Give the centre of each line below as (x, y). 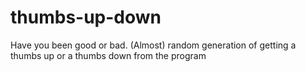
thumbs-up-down (86, 17)
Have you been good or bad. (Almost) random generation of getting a (153, 45)
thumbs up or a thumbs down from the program (108, 55)
